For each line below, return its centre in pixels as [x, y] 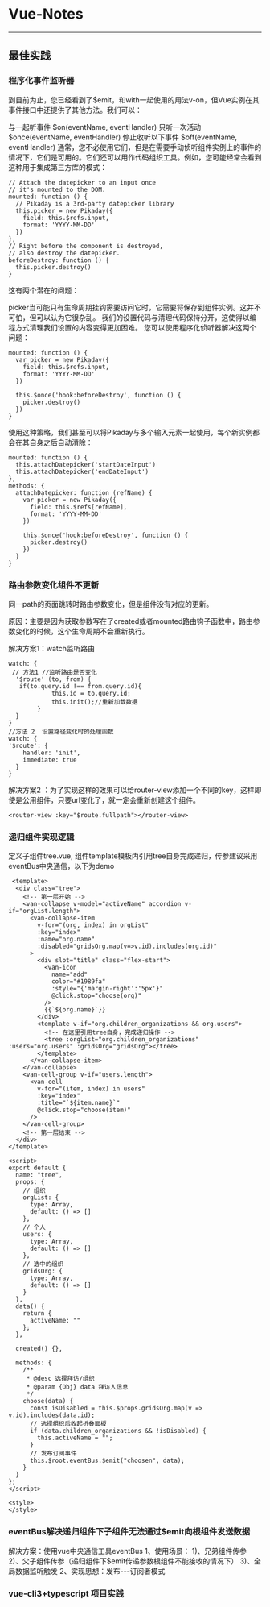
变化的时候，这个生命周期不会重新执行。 [82, 631]
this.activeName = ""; [75, 1438]
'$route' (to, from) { [53, 679]
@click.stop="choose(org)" [96, 996]
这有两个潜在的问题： [43, 290]
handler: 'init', [52, 753]
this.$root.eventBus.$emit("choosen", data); [107, 1461]
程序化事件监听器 [41, 81]
